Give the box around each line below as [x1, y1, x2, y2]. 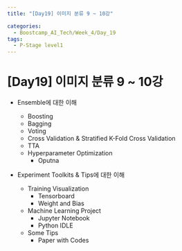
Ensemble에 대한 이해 [17, 98, 78, 107]
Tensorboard [37, 192, 75, 200]
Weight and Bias [37, 199, 84, 208]
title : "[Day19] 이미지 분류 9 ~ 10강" [7, 10, 113, 17]
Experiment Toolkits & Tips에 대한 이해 [17, 171, 125, 179]
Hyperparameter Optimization [27, 149, 113, 157]
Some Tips [27, 229, 59, 237]
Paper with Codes [37, 236, 89, 245]
